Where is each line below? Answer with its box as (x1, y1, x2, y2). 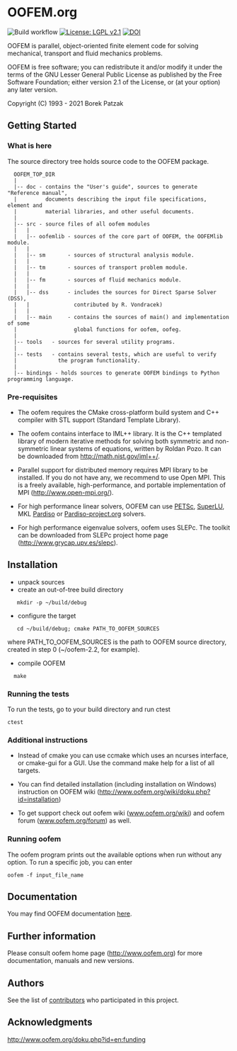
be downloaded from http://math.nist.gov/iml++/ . (17, 452, 161, 460)
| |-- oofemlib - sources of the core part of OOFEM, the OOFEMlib (13, 233, 223, 240)
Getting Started (7, 120, 77, 132)
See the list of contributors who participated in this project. (7, 996, 179, 1004)
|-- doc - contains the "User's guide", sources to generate (13, 183, 198, 190)
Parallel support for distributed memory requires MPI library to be (17, 465, 209, 474)
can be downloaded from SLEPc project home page (17, 530, 168, 539)
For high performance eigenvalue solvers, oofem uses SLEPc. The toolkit (17, 523, 231, 532)
